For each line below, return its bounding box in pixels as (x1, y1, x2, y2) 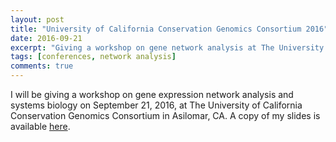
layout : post (10, 14, 65, 25)
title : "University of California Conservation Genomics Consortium (10, 24, 302, 34)
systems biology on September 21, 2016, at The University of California (10, 99, 303, 111)
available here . (10, 121, 71, 132)
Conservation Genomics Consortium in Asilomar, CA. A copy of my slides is (10, 110, 321, 121)
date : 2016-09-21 (10, 33, 83, 43)
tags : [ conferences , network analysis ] (10, 52, 177, 62)
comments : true (10, 61, 74, 71)
